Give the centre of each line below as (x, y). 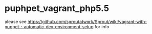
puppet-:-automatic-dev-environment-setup (49, 26)
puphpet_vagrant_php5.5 (57, 8)
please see (16, 22)
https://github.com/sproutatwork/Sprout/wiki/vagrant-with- (87, 22)
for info (102, 26)
